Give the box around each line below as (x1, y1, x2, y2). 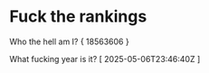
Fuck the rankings (9, 6, 147, 27)
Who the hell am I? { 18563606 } (9, 36, 129, 47)
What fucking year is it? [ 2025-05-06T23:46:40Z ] (9, 53, 201, 64)
